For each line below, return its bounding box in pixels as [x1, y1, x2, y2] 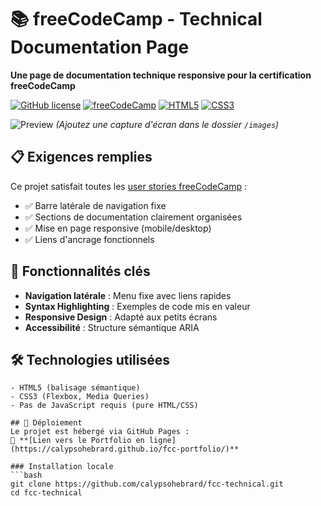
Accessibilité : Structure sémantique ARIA [24, 321, 200, 333]
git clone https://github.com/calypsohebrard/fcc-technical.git [10, 479, 284, 490]
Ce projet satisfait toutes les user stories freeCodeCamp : [10, 180, 248, 192]
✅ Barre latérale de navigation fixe [24, 199, 167, 211]
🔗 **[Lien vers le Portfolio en [10, 436, 145, 446]
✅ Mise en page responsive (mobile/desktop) [24, 222, 212, 234]
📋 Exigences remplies [10, 149, 153, 166]
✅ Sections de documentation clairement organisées [24, 211, 243, 223]
